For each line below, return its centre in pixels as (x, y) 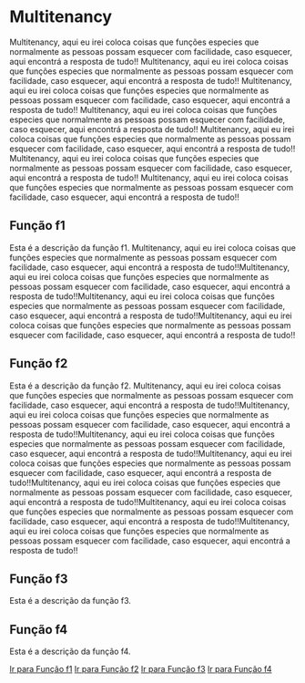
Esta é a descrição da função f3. (71, 601)
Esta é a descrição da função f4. (70, 652)
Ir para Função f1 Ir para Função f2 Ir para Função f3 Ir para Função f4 (141, 669)
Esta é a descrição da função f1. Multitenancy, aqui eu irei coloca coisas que (152, 247)
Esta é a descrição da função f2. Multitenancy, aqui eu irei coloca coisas (145, 386)
